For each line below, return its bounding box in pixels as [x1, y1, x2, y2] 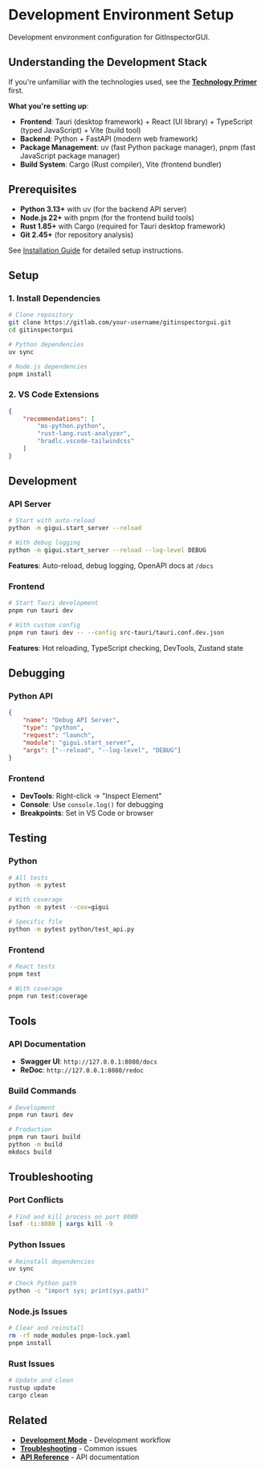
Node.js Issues [8, 1306, 68, 1317]
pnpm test [8, 970, 42, 978]
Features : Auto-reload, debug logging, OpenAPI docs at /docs [8, 561, 214, 570]
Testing [8, 831, 47, 846]
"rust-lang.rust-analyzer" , [37, 430, 131, 438]
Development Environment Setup [8, 6, 234, 24]
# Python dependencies [8, 340, 84, 348]
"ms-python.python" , [37, 422, 106, 430]
